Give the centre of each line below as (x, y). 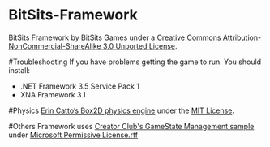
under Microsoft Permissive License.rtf (73, 135)
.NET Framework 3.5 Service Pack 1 (80, 86)
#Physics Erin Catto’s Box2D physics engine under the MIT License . (122, 110)
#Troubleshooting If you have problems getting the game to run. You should (135, 62)
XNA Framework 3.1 (53, 94)
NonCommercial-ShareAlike (55, 45)
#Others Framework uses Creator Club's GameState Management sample (131, 126)
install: (19, 70)
